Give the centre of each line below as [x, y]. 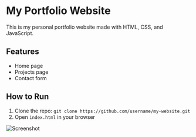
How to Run [28, 97]
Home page [29, 66]
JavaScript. [20, 33]
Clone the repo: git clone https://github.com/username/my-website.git [102, 111]
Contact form [31, 78]
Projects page [31, 72]
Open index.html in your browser [55, 117]
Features [23, 52]
